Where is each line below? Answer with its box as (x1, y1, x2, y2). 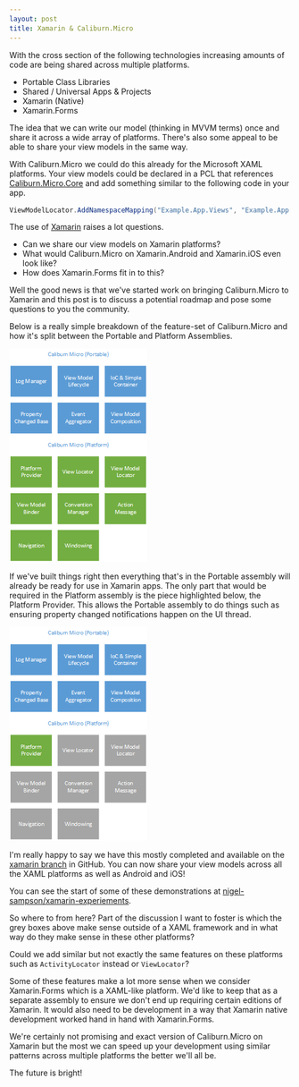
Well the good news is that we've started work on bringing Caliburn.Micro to (9, 284, 289, 295)
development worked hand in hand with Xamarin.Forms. (9, 1014, 215, 1024)
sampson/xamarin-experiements (9, 896, 129, 906)
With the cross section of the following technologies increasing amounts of (9, 49, 286, 60)
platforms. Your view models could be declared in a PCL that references (9, 168, 274, 179)
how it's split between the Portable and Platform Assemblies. (9, 331, 233, 342)
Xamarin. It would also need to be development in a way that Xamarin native (9, 1005, 288, 1015)
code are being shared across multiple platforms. (9, 59, 190, 70)
